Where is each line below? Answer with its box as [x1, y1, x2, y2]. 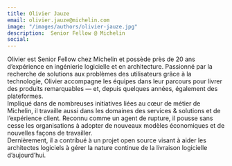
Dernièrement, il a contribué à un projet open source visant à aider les [7, 136, 206, 144]
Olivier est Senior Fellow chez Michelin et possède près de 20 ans [7, 55, 196, 63]
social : [7, 36, 30, 43]
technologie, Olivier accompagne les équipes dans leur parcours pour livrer [7, 77, 223, 85]
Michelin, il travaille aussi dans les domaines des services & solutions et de [7, 107, 221, 115]
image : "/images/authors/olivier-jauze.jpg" [7, 23, 138, 30]
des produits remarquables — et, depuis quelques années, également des [7, 85, 218, 93]
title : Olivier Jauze [7, 10, 70, 17]
